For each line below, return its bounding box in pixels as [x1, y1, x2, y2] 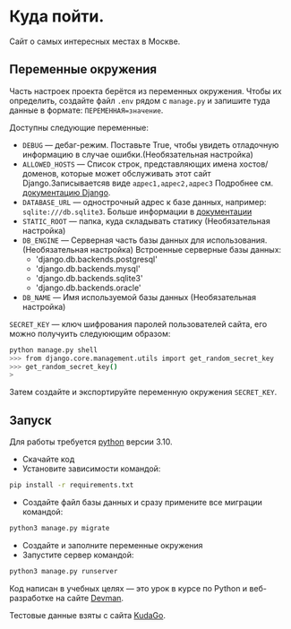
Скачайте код [21, 454, 75, 465]
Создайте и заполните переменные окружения [21, 539, 203, 550]
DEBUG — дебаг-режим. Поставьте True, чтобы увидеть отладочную [21, 139, 279, 150]
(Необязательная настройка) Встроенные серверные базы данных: [21, 244, 282, 254]
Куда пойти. [9, 6, 105, 27]
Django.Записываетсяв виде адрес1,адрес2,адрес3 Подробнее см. [21, 177, 274, 188]
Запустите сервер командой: [21, 549, 134, 560]
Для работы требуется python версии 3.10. [9, 436, 173, 447]
